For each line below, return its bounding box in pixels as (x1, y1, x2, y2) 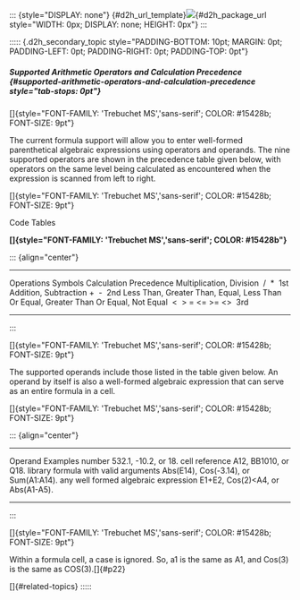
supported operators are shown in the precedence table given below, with (9, 153, 281, 165)
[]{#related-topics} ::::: (9, 580, 92, 591)
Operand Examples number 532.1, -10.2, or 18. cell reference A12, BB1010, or (9, 455, 290, 466)
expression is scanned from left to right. (9, 173, 156, 184)
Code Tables (9, 217, 56, 227)
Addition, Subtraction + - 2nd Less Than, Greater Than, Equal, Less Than (9, 287, 282, 297)
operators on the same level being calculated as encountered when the (9, 163, 271, 174)
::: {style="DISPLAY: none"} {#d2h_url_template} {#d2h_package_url (9, 10, 267, 20)
